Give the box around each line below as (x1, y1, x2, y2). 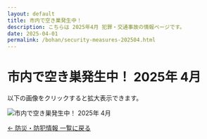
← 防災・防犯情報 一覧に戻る (7, 124, 92, 133)
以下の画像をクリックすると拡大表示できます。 (7, 94, 143, 102)
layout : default (7, 10, 55, 18)
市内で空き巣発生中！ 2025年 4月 (7, 69, 201, 85)
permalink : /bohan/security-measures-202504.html (7, 37, 156, 44)
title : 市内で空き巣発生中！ (7, 17, 82, 24)
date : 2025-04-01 (7, 30, 58, 37)
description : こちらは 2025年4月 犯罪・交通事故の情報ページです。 (7, 23, 185, 30)
